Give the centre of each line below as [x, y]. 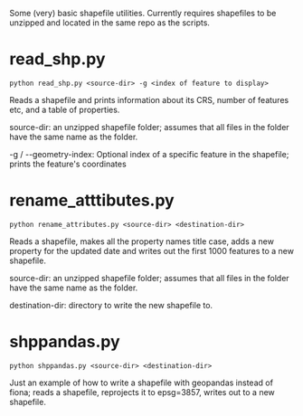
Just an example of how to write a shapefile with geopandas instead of [142, 383]
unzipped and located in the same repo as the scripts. [110, 23]
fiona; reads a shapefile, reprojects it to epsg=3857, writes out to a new [142, 392]
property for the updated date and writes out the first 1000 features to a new [151, 251]
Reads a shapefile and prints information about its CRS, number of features [149, 99]
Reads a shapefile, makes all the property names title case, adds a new [142, 241]
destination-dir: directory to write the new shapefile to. [111, 305]
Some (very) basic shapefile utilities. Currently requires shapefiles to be [143, 13]
